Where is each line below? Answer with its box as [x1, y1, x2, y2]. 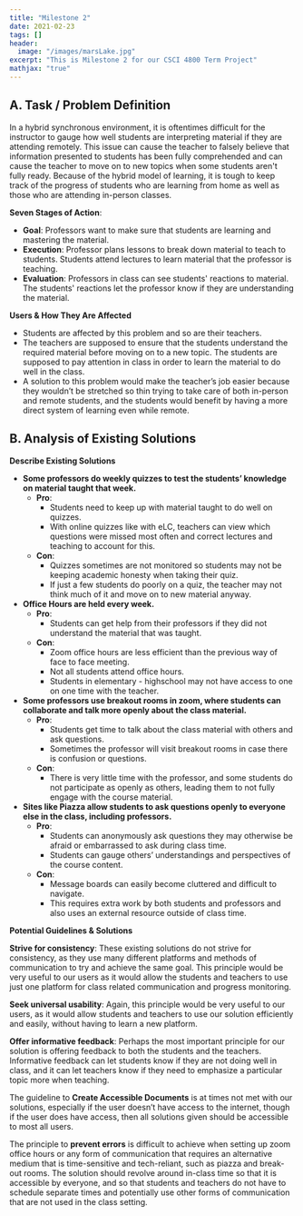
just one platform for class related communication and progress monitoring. [9, 981, 292, 992]
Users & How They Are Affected [9, 310, 132, 321]
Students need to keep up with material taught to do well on [49, 502, 273, 513]
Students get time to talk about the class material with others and [49, 723, 293, 734]
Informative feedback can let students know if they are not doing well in [9, 1055, 278, 1066]
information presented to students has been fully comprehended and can [9, 151, 283, 162]
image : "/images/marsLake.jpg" [17, 47, 136, 56]
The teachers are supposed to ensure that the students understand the [22, 337, 288, 348]
